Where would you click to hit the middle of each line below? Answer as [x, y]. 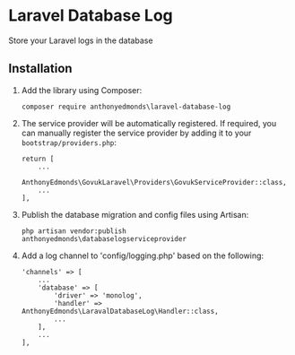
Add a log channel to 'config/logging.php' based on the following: [143, 255]
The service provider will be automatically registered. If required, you [149, 123]
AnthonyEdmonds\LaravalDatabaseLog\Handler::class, [120, 311]
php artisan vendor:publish [74, 231]
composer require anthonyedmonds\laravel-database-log [126, 107]
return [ [38, 159]
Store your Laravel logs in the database [81, 40]
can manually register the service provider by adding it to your [136, 133]
